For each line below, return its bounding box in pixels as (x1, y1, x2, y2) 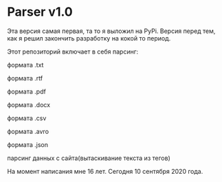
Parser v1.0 (7, 4, 74, 20)
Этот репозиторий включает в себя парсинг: (7, 47, 139, 56)
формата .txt (7, 60, 44, 69)
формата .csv (7, 114, 47, 122)
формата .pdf (7, 87, 46, 95)
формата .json (7, 140, 49, 148)
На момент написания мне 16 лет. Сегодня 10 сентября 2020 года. (7, 167, 203, 175)
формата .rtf (7, 73, 43, 82)
